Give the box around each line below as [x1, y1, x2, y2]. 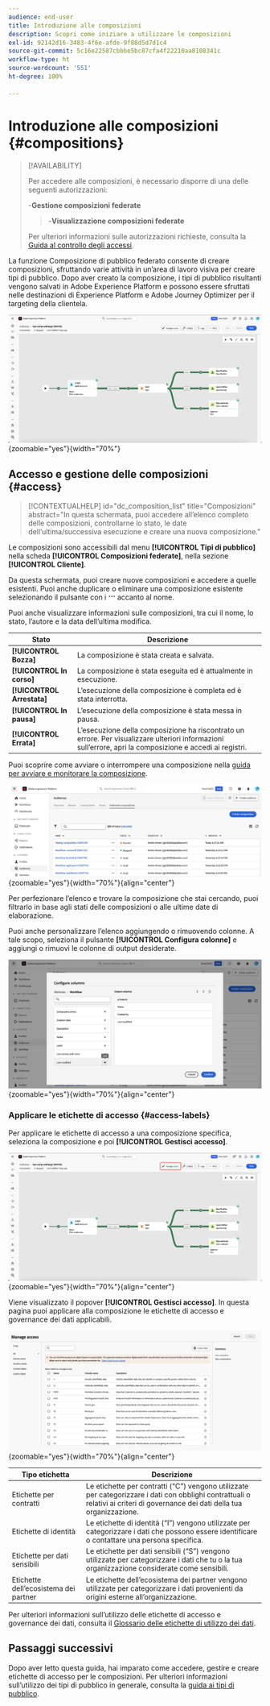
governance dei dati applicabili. [8, 1314, 112, 1325]
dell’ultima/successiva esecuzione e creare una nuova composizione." [27, 527, 261, 537]
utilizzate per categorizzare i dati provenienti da [85, 1584, 243, 1593]
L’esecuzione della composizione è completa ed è [76, 686, 242, 695]
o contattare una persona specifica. [85, 1535, 203, 1545]
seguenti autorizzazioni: [27, 185, 108, 194]
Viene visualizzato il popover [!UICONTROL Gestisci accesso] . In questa [8, 1297, 250, 1307]
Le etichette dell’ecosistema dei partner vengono [85, 1575, 247, 1584]
